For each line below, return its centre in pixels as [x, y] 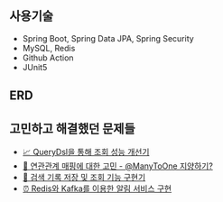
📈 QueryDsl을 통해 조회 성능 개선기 [86, 152]
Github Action [48, 58]
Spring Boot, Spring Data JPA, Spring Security [108, 38]
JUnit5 [35, 67]
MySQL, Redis [49, 48]
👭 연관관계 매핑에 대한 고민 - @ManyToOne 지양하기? [118, 166]
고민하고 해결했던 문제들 [72, 129]
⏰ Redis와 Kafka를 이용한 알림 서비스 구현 [97, 188]
